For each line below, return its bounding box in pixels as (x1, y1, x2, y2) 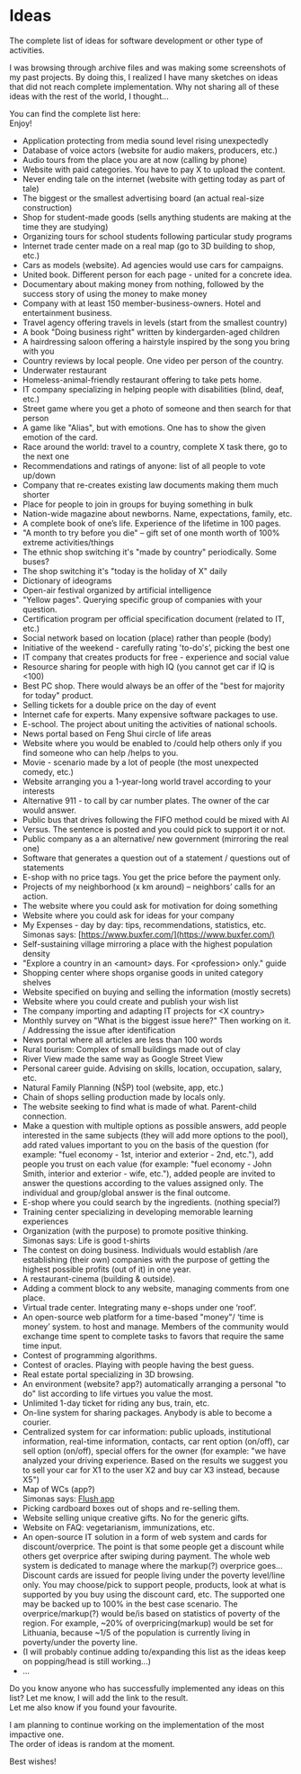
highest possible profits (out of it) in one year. (22, 1264, 191, 1274)
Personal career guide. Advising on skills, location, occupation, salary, (22, 1063, 282, 1074)
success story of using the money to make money (22, 288, 208, 299)
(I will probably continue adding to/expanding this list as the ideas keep (22, 1646, 287, 1657)
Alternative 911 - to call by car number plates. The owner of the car (22, 795, 270, 806)
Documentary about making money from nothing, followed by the (22, 278, 264, 289)
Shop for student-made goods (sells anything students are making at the (22, 212, 292, 222)
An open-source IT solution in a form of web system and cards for (22, 1531, 268, 1542)
